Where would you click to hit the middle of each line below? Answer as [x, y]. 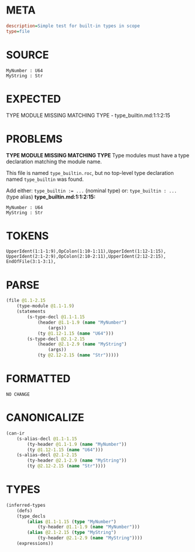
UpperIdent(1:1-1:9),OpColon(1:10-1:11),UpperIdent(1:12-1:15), [86, 251]
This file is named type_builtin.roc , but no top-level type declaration [90, 173]
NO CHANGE [18, 394]
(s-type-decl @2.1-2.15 [56, 339]
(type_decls [31, 516]
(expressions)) [35, 544]
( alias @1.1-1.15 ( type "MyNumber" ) [72, 521]
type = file [18, 31]
